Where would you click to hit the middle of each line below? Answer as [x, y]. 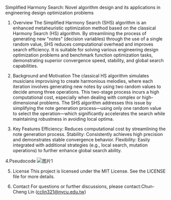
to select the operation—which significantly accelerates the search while [89, 113]
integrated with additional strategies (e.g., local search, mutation [80, 145]
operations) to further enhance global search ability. [67, 150]
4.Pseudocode [21, 161]
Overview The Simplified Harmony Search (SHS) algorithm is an [79, 23]
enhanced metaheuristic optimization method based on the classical [84, 28]
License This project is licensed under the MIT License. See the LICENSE [89, 171]
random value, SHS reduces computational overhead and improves [83, 44]
